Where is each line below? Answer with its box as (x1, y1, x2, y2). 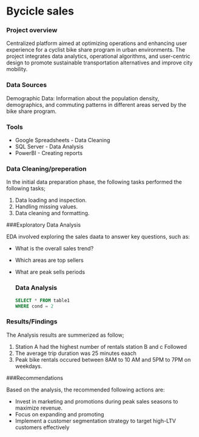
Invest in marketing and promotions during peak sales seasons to (15, 397, 178, 405)
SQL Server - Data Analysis (15, 143, 84, 150)
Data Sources (6, 81, 47, 89)
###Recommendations (6, 374, 64, 381)
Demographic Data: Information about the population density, (6, 94, 160, 102)
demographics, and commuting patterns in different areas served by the (6, 101, 187, 108)
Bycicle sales (6, 4, 75, 18)
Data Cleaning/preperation (6, 165, 87, 173)
